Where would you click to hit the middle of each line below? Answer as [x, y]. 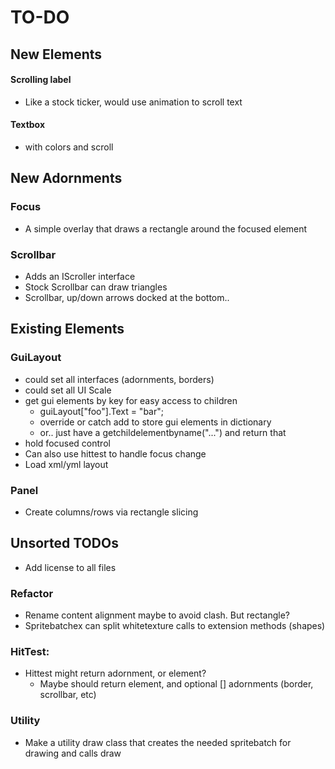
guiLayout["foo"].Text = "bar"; [101, 411]
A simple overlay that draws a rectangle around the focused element [166, 228]
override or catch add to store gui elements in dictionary [155, 422]
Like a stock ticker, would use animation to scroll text [133, 102]
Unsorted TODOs [64, 543]
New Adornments [66, 178]
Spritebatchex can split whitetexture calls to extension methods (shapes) [175, 626]
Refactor [32, 593]
